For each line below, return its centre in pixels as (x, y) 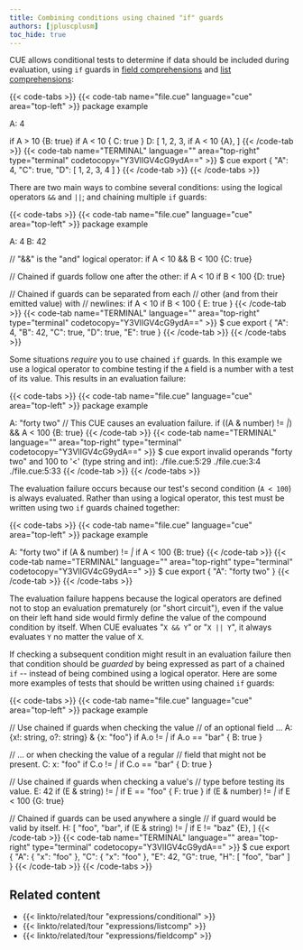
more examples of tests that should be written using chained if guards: (142, 683)
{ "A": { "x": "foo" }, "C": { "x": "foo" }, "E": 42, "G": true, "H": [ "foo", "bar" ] (150, 857)
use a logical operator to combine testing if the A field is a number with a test (151, 369)
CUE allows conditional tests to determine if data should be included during (149, 60)
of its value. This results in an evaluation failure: (98, 379)
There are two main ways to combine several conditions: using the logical (146, 188)
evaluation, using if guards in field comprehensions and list (120, 69)
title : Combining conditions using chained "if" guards (116, 18)
